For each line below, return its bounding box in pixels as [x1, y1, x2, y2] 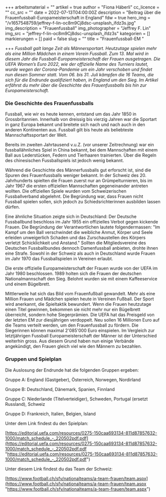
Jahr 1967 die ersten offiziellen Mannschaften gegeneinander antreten [5, 183, 148, 189]
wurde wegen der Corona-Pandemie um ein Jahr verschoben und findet [5, 66, 153, 72]
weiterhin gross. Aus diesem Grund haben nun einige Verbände [5, 338, 134, 344]
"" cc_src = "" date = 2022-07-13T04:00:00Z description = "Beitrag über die [5, 9, 161, 15]
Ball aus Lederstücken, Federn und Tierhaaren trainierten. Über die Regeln [5, 152, 157, 158]
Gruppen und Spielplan [5, 356, 62, 363]
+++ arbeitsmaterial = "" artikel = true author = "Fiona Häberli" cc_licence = [5, 4, 160, 10]
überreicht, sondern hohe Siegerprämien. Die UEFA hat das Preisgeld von [5, 312, 155, 318]
